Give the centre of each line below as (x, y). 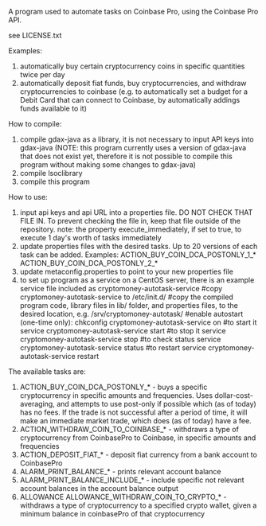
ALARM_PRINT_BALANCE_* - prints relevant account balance (120, 471)
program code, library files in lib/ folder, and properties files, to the (129, 305)
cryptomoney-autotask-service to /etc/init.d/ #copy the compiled (126, 297)
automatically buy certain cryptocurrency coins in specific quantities (132, 66)
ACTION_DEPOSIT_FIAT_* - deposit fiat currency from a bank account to (138, 454)
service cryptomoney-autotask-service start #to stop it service (123, 331)
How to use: (28, 197)
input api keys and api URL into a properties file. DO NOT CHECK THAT (136, 212)
